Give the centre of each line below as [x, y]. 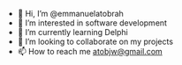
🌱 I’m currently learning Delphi [72, 32]
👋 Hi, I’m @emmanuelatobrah [70, 14]
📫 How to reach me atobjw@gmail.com [90, 51]
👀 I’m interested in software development [92, 23]
